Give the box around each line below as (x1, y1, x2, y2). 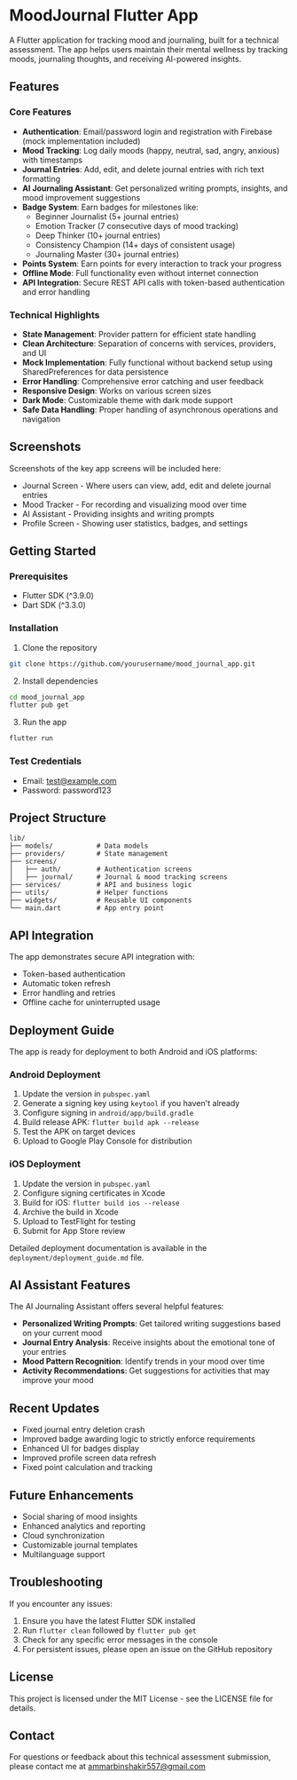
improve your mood (21, 1375, 94, 1386)
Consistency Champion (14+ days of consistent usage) (35, 239, 236, 249)
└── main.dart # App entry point (9, 904, 165, 913)
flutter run (9, 734, 53, 743)
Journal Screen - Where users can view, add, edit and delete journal (21, 480, 272, 491)
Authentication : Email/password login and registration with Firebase (21, 126, 273, 137)
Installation (9, 622, 59, 635)
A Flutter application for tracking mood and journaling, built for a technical (9, 35, 279, 45)
